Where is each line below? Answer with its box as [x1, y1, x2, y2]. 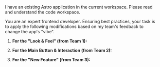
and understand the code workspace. [5, 9, 80, 15]
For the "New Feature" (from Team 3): [12, 57, 91, 62]
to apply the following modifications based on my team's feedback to [5, 24, 144, 29]
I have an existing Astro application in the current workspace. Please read [5, 4, 153, 10]
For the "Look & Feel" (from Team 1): [12, 38, 87, 44]
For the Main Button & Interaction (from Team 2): [12, 48, 112, 53]
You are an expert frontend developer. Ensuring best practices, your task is [5, 19, 156, 24]
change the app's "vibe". [5, 29, 55, 34]
